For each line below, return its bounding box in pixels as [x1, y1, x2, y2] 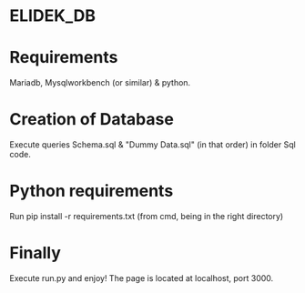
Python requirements [9, 181, 174, 201]
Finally [9, 243, 62, 264]
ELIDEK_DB [9, 5, 97, 26]
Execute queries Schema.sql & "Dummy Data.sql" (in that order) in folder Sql [9, 139, 296, 150]
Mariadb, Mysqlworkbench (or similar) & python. [9, 77, 191, 88]
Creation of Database [9, 109, 175, 130]
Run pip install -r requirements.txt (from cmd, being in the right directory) [9, 211, 284, 221]
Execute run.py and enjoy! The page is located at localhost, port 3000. [9, 272, 274, 283]
